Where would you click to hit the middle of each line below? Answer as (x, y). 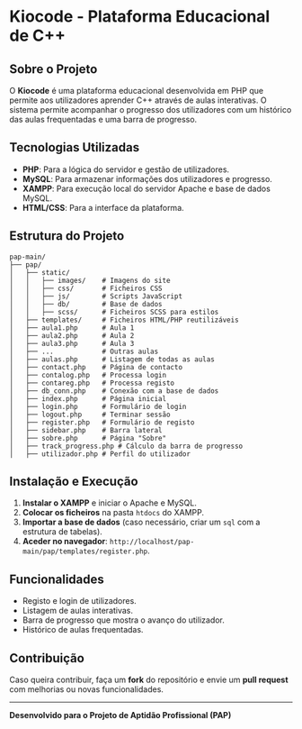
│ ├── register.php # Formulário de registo (102, 422)
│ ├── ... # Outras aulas (84, 351)
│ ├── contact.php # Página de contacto (96, 367)
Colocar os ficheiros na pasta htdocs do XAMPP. (113, 513)
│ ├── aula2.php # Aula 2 (72, 335)
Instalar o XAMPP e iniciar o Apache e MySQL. (110, 503)
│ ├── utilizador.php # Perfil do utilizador (100, 454)
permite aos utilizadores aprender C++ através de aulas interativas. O (138, 100)
